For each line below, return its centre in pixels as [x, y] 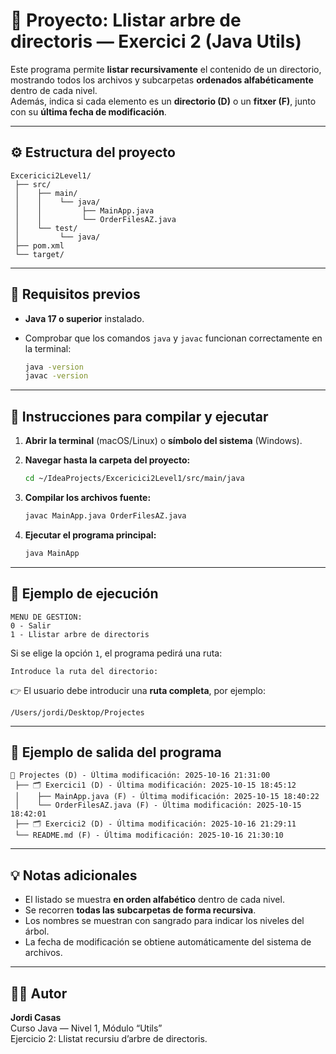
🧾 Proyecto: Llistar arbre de [126, 20]
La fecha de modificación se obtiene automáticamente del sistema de [168, 942]
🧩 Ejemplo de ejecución [84, 594]
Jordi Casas [36, 1017]
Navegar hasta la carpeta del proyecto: [107, 460]
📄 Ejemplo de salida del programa [116, 752]
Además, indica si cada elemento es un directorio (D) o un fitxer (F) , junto [163, 101]
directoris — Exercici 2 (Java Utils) [156, 41]
